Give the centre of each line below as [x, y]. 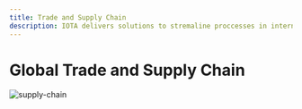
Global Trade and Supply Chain [127, 70]
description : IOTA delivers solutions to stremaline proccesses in [138, 26]
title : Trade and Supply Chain [68, 17]
